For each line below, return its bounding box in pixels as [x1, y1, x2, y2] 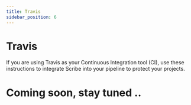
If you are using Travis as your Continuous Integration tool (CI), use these [6, 59, 184, 66]
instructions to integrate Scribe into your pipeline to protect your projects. [6, 65, 185, 73]
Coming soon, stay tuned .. [6, 86, 142, 99]
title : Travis [6, 8, 41, 15]
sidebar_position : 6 [6, 14, 57, 20]
